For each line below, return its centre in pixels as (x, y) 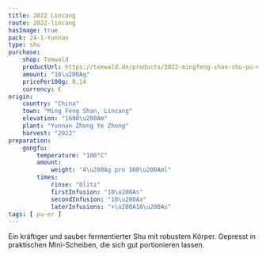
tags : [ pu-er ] (35, 214)
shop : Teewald (46, 60)
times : (47, 178)
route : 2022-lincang (42, 23)
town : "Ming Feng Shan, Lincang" (78, 111)
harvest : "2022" (49, 133)
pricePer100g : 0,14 (55, 81)
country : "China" (51, 104)
